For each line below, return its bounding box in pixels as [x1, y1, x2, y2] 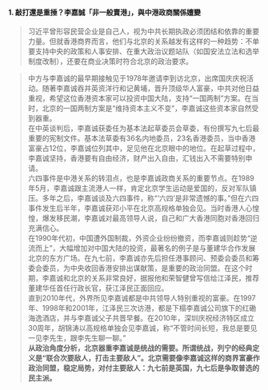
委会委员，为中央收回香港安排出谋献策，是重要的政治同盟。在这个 [27, 264, 246, 273]
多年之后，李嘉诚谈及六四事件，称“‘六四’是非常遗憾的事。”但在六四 [42, 193, 259, 203]
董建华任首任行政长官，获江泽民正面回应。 [27, 284, 169, 293]
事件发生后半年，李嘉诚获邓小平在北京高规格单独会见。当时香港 [27, 204, 238, 213]
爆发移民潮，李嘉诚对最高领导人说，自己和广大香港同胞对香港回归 [42, 213, 260, 223]
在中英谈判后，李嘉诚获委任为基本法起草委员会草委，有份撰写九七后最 [27, 124, 260, 133]
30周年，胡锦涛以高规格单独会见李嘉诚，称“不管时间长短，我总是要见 [27, 324, 258, 333]
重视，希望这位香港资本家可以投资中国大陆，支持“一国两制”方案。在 [27, 94, 252, 103]
